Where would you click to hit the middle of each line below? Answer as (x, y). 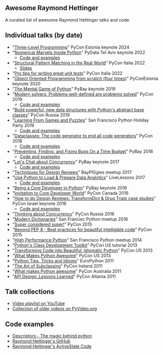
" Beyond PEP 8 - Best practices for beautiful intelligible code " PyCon (82, 229)
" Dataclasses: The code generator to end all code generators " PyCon (82, 136)
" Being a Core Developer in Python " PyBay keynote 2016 (70, 188)
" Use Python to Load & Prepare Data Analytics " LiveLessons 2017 (79, 177)
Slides (26, 68)
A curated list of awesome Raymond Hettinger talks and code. (68, 20)
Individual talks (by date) (44, 36)
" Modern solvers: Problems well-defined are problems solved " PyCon (83, 94)
